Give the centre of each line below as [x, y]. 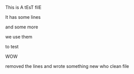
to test [12, 47]
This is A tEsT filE [23, 7]
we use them [19, 37]
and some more [22, 27]
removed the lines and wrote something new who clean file [67, 66]
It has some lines [23, 17]
